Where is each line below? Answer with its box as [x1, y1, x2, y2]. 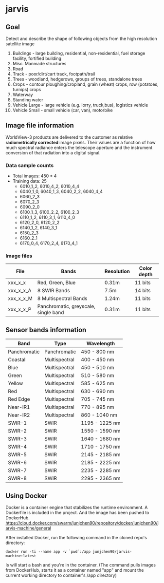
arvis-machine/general [5, 525, 52, 531]
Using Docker [5, 491, 48, 500]
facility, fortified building [12, 56, 62, 61]
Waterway [12, 92, 33, 97]
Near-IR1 [8, 404, 30, 411]
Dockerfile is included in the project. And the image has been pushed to [5, 510, 149, 516]
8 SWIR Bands [37, 287, 70, 294]
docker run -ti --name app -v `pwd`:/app [5, 549, 91, 554]
